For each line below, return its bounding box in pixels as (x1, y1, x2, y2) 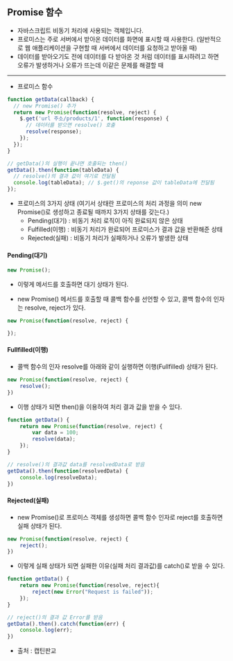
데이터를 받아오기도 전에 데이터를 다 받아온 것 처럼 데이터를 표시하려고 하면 (17, 52, 220, 60)
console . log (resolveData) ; (19, 474, 98, 481)
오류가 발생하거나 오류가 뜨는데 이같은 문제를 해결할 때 (17, 61, 164, 69)
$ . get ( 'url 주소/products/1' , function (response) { (19, 115, 169, 123)
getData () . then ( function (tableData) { (7, 166, 119, 173)
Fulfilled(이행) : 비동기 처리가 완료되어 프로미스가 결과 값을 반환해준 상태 (27, 225, 223, 233)
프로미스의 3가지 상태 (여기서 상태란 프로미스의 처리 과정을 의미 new (17, 200, 202, 208)
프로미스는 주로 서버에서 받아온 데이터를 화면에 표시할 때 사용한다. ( (17, 35, 199, 43)
